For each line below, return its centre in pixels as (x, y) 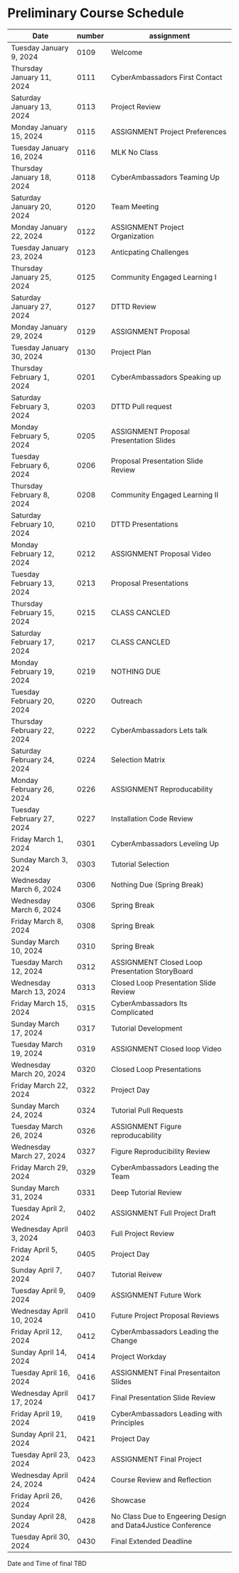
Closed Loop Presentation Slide (164, 983)
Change (124, 1340)
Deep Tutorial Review (147, 1192)
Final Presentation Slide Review (163, 1397)
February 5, (30, 435)
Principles (128, 1422)
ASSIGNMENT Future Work (156, 1295)
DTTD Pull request (142, 406)
